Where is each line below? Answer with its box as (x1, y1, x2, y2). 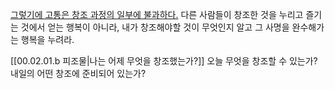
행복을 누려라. (20, 34, 75, 45)
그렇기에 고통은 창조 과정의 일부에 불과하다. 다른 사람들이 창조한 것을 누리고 (10, 9, 304, 20)
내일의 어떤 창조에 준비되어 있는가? (10, 68, 147, 79)
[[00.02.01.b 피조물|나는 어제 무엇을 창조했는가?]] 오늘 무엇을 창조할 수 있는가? (10, 55, 318, 67)
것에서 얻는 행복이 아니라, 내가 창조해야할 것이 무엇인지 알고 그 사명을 (20, 21, 290, 33)
